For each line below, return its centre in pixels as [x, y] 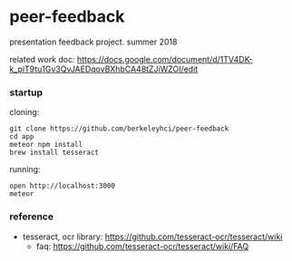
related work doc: [42, 59]
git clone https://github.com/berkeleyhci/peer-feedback [119, 129]
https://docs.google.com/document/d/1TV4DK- [165, 59]
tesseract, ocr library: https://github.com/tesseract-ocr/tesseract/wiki [152, 237]
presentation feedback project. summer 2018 [93, 42]
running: [25, 169]
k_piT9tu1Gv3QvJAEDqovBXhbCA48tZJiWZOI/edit [104, 69]
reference [32, 217]
